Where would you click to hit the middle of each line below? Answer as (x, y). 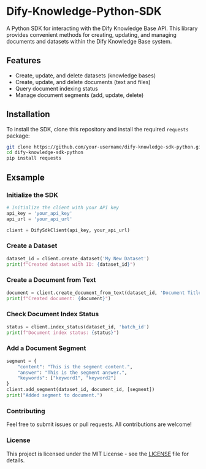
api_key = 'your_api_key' (39, 213)
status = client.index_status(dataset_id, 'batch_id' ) (78, 327)
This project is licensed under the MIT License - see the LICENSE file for (97, 454)
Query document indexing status (56, 88)
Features (24, 60)
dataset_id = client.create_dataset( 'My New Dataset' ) (78, 258)
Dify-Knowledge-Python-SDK (84, 11)
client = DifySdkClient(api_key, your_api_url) (68, 230)
